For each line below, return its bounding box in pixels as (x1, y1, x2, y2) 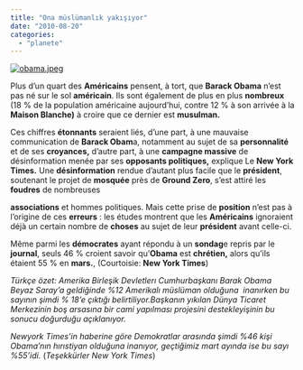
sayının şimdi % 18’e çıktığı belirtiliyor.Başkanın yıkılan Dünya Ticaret (10, 294, 267, 305)
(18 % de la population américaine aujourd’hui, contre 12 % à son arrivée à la (10, 100, 295, 111)
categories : (10, 30, 55, 39)
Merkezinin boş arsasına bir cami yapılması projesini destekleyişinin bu (10, 304, 275, 315)
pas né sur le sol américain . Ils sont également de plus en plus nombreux (10, 90, 285, 101)
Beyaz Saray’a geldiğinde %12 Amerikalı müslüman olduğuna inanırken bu (10, 285, 289, 296)
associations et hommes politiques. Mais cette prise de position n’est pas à (10, 202, 292, 213)
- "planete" (18, 38, 64, 48)
